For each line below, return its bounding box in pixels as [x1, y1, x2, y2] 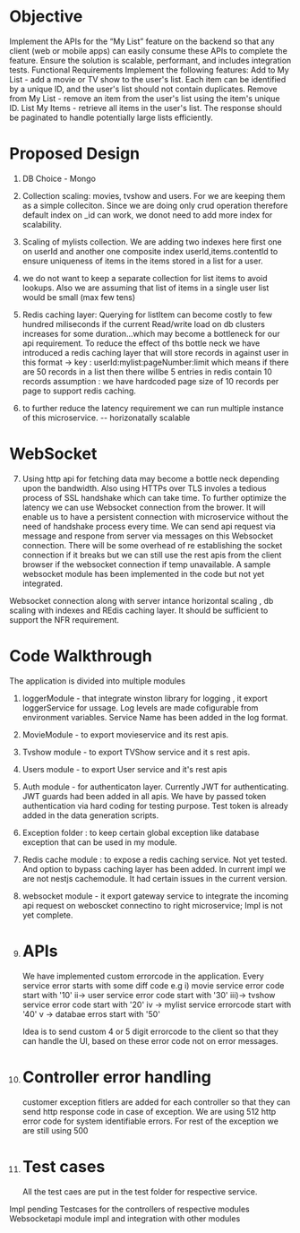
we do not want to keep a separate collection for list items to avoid [21, 272, 268, 283]
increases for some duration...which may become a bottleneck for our [21, 328, 280, 339]
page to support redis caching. [21, 385, 137, 396]
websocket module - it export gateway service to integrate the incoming [21, 890, 289, 901]
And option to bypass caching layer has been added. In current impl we [21, 863, 287, 875]
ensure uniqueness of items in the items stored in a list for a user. [21, 255, 263, 266]
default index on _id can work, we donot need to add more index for [21, 209, 273, 220]
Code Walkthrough [9, 646, 152, 666]
